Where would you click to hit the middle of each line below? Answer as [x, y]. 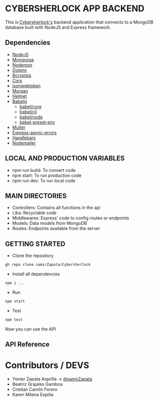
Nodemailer [24, 143]
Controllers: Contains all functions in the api [56, 208]
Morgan [20, 91]
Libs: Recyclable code [34, 213]
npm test [14, 319]
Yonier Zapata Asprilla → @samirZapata [52, 379]
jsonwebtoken [26, 86]
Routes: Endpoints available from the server [56, 229]
